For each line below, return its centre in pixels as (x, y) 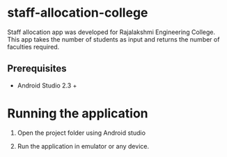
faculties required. (33, 47)
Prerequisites (37, 68)
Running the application (78, 113)
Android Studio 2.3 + (47, 85)
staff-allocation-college (78, 13)
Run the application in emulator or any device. (83, 146)
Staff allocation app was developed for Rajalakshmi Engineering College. (111, 32)
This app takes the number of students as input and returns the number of (113, 39)
